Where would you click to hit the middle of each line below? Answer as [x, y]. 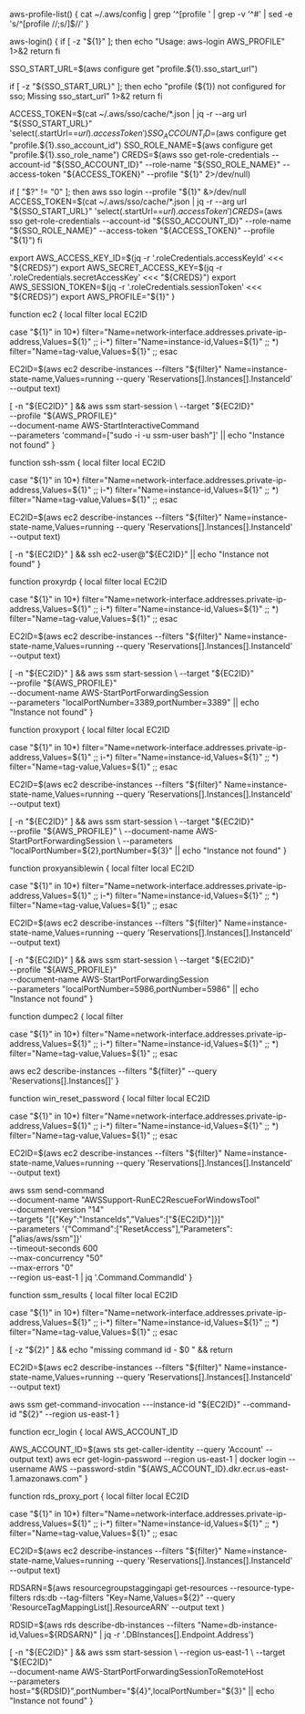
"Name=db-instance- [237, 1625]
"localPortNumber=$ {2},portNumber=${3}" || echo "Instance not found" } [148, 850]
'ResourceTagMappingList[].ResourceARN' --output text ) [117, 1607]
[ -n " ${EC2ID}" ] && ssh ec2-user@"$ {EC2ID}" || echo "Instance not [139, 554]
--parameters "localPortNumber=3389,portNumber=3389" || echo [134, 702]
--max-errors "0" [42, 1267]
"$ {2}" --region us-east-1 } [69, 1414]
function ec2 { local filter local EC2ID [79, 314]
